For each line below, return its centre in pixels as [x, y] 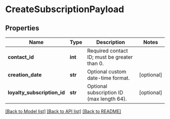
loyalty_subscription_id [36, 92]
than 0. [95, 63]
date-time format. [108, 78]
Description [111, 42]
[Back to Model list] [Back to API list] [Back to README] [63, 111]
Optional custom [107, 72]
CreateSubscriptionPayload [65, 9]
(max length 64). [107, 99]
